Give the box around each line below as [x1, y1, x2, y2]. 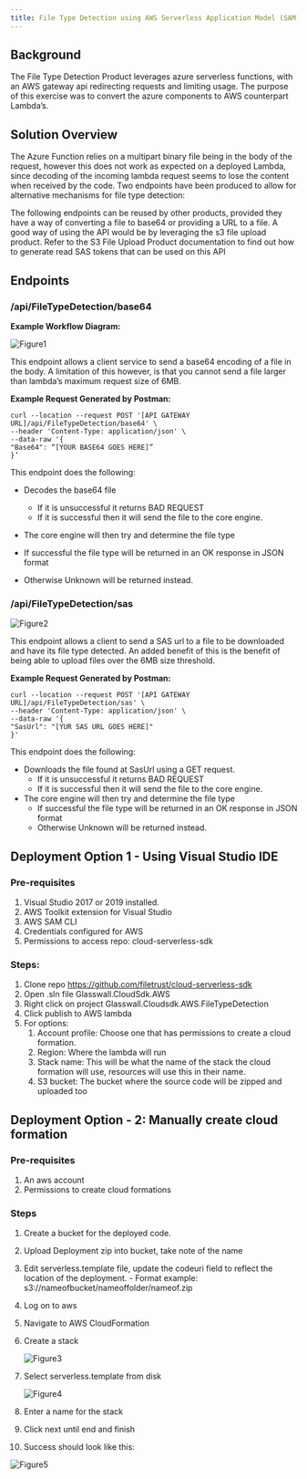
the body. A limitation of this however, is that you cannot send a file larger [10, 366, 286, 377]
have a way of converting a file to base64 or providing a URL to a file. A [10, 217, 279, 228]
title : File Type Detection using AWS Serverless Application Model [10, 13, 276, 23]
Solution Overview [10, 127, 118, 142]
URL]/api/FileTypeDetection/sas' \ [10, 699, 146, 708]
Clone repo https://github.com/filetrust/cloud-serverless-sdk [23, 979, 253, 990]
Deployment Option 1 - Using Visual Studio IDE [10, 849, 279, 864]
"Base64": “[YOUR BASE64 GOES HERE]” [10, 443, 154, 452]
